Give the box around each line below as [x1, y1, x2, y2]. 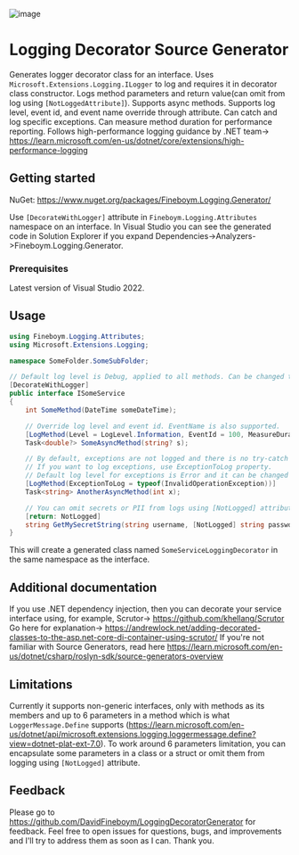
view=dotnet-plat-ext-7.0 [9, 738, 101, 749]
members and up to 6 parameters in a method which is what [9, 710, 230, 720]
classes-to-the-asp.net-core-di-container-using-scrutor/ [9, 632, 218, 643]
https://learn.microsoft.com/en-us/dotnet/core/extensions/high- [9, 135, 245, 146]
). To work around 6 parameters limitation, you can [101, 738, 287, 749]
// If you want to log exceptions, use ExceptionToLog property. [25, 463, 273, 472]
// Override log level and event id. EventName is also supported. [25, 422, 280, 431]
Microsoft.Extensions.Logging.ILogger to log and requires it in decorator [9, 78, 278, 89]
